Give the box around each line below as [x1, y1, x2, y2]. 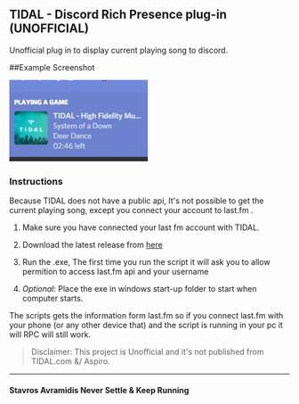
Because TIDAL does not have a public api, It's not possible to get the [9, 195, 264, 206]
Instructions [9, 175, 64, 187]
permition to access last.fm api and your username [21, 267, 209, 277]
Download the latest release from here [21, 240, 163, 251]
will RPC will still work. [9, 329, 92, 340]
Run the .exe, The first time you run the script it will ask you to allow [21, 257, 271, 268]
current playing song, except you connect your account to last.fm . [9, 205, 254, 216]
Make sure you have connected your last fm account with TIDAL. [21, 222, 260, 233]
